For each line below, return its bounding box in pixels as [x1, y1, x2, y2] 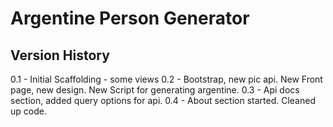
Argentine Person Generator [10, 7, 250, 30]
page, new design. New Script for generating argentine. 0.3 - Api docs [10, 84, 300, 96]
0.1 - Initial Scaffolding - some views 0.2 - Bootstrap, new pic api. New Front [10, 73, 323, 85]
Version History [10, 47, 110, 64]
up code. [10, 105, 47, 117]
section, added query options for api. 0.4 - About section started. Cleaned [10, 95, 316, 106]
